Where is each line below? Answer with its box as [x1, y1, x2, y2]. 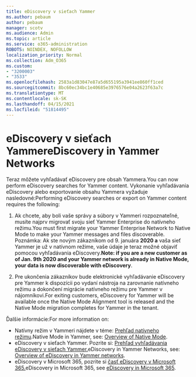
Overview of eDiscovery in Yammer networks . [14, 352, 126, 359]
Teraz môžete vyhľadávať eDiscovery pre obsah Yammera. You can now [6, 176, 178, 183]
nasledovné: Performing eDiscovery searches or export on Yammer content [6, 194, 187, 202]
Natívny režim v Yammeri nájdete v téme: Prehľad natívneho [14, 327, 160, 334]
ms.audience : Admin [6, 30, 54, 36]
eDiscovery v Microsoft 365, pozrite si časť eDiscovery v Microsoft [14, 358, 176, 365]
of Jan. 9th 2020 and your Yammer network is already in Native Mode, [14, 256, 189, 263]
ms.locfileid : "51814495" [6, 107, 69, 112]
